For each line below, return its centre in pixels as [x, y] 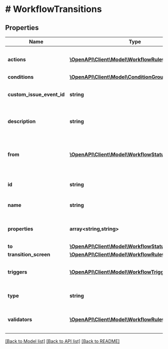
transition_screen [29, 254]
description [22, 121]
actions [17, 59]
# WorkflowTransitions [53, 9]
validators [20, 319]
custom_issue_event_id [36, 94]
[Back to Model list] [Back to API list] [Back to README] [62, 341]
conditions [21, 77]
